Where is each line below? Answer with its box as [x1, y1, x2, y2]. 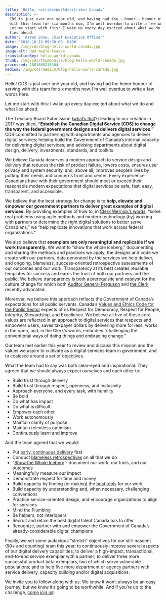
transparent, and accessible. [5, 189, 63, 194]
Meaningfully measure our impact [12, 470, 82, 476]
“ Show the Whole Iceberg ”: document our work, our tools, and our [12, 460, 147, 465]
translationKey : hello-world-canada [5, 53, 81, 58]
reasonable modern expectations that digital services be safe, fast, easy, [5, 183, 153, 189]
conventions [12, 491, 38, 497]
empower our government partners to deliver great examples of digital [5, 203, 153, 209]
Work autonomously [12, 414, 53, 420]
